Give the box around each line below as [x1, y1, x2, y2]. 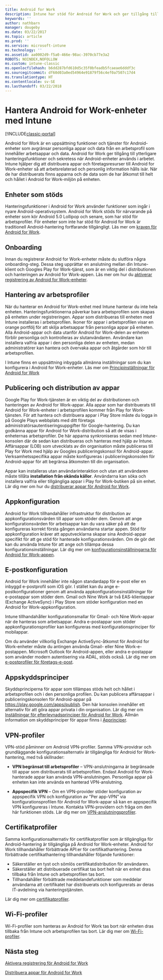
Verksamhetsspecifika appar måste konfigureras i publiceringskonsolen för [5, 453, 155, 459]
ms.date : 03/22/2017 [5, 30, 47, 34]
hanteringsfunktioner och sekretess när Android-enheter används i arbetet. [5, 156, 155, 162]
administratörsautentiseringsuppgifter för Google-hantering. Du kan [5, 423, 140, 428]
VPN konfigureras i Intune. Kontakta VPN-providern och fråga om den [12, 804, 152, 810]
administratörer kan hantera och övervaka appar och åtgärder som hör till [5, 345, 152, 351]
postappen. [5, 649, 28, 655]
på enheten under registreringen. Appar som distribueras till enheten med [5, 314, 152, 320]
